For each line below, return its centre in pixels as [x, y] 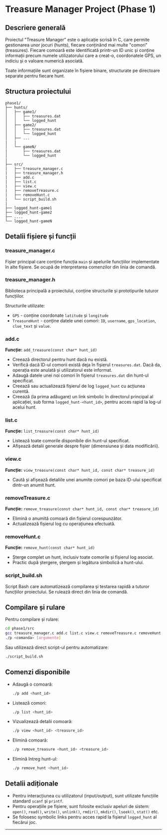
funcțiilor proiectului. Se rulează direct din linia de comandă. [67, 592]
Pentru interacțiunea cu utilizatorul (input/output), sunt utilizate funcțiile [85, 796]
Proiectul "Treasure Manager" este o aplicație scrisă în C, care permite [78, 39]
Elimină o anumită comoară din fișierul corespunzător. [67, 518]
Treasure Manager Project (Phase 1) [81, 9]
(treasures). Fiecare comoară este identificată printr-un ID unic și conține [80, 50]
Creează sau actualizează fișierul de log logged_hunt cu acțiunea [79, 386]
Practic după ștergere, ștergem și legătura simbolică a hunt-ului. [78, 563]
